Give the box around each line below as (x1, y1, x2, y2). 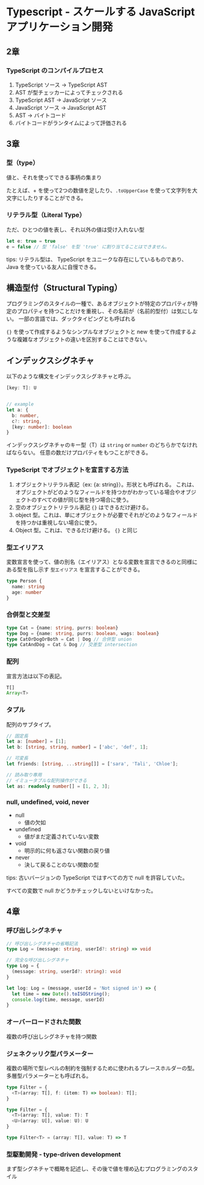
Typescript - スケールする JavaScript (6, 5, 195, 19)
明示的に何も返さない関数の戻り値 (24, 847, 110, 854)
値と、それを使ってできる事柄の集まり (6, 174, 102, 181)
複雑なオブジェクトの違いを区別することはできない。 (16, 336, 150, 343)
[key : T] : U (6, 385, 37, 391)
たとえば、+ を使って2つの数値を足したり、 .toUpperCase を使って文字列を (6, 187, 192, 194)
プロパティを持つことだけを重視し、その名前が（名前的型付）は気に (16, 308, 188, 315)
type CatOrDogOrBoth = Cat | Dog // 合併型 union (6, 636, 132, 642)
